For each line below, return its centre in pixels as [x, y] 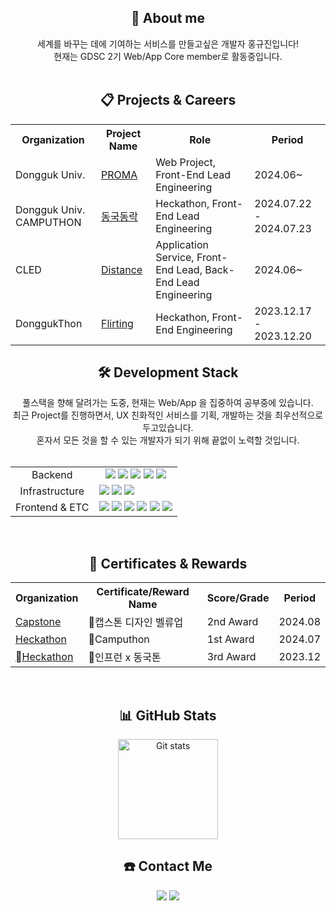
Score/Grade [238, 598]
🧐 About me [168, 18]
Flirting [117, 323]
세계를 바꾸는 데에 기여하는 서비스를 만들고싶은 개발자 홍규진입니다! [168, 43]
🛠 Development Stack [168, 372]
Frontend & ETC [52, 508]
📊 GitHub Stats [168, 715]
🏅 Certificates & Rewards [168, 563]
